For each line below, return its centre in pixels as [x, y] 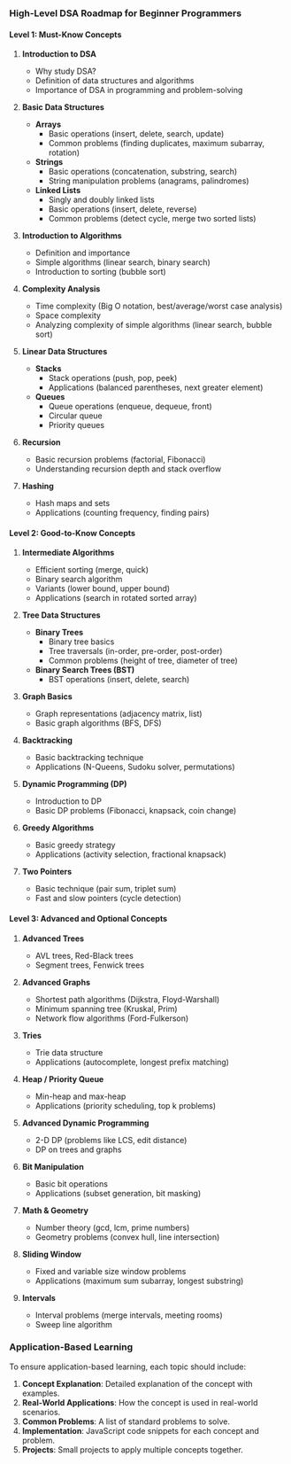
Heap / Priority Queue [63, 1079]
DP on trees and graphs [78, 1149]
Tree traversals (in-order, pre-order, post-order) [135, 651]
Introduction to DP [68, 801]
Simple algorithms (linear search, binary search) [123, 262]
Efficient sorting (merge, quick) [92, 570]
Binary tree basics [81, 642]
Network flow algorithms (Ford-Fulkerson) [112, 1018]
